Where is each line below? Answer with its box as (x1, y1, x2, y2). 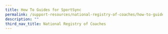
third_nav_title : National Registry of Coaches (5, 21, 106, 26)
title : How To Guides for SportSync (5, 7, 81, 12)
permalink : (5, 12, 28, 17)
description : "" (5, 16, 39, 21)
